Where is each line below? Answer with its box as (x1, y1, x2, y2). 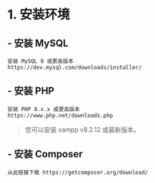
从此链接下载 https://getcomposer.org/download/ (7, 169, 149, 176)
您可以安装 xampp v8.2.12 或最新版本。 (24, 125, 141, 134)
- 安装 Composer (7, 148, 84, 160)
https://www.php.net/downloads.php (7, 112, 114, 119)
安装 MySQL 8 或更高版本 (7, 58, 74, 65)
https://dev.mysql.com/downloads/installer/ (7, 64, 142, 71)
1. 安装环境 (7, 6, 70, 23)
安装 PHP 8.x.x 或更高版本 (7, 105, 80, 113)
